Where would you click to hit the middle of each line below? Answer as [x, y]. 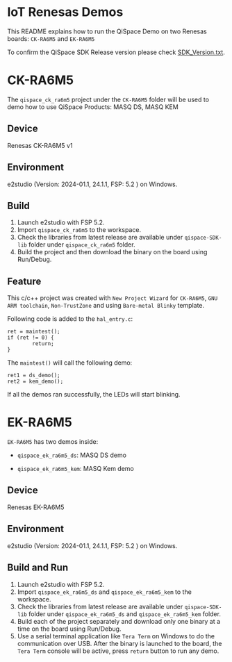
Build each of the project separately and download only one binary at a [119, 621]
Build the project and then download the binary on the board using [112, 252]
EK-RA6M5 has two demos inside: [53, 442]
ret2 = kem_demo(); [35, 382]
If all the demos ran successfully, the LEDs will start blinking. [94, 395]
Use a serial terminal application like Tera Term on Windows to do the [116, 636]
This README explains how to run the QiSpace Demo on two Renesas [107, 31]
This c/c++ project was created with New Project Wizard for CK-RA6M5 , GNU [113, 298]
